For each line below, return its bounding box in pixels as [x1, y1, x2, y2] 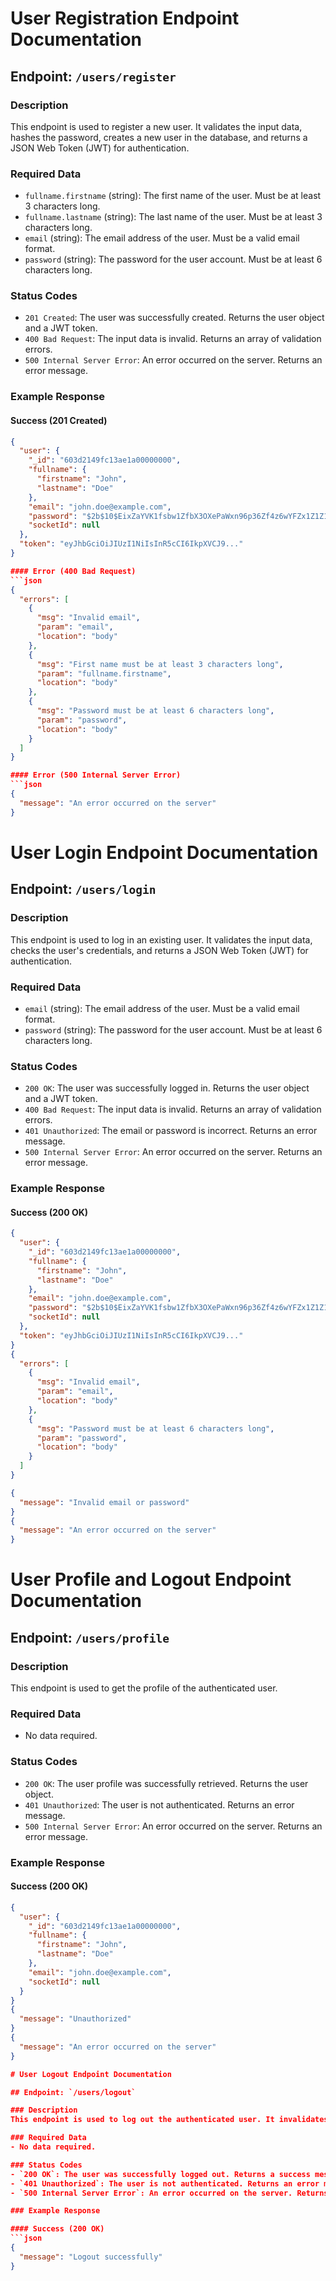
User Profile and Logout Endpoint [10, 1568, 292, 1591]
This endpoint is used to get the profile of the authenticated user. [10, 1682, 278, 1694]
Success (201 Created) [10, 414, 108, 426]
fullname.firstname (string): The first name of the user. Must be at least [24, 190, 322, 202]
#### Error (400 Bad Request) [10, 566, 137, 576]
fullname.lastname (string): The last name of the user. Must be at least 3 [24, 211, 323, 223]
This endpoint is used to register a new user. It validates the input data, [10, 120, 303, 132]
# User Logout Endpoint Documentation [10, 2069, 172, 2079]
